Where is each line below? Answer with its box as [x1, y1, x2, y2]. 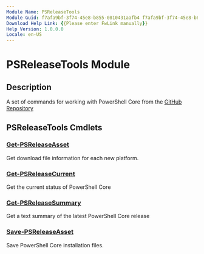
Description [6, 82, 52, 92]
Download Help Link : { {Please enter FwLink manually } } [6, 20, 148, 26]
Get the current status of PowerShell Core [6, 183, 111, 191]
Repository [6, 105, 33, 112]
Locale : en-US [6, 32, 42, 38]
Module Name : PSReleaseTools [6, 9, 80, 15]
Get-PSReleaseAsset [6, 141, 70, 149]
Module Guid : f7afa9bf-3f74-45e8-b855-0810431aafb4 [6, 15, 140, 21]
